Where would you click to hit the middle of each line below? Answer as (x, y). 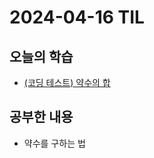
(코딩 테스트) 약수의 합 (67, 82)
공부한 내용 (41, 117)
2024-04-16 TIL (77, 17)
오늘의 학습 (41, 56)
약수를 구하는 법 (54, 143)
